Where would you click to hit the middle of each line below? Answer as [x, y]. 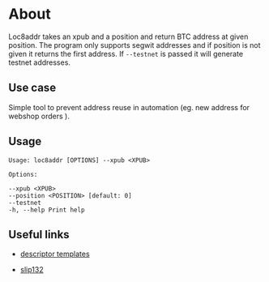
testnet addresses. [40, 62]
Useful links [39, 235]
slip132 [32, 270]
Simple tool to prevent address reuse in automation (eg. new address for [129, 107]
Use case [32, 88]
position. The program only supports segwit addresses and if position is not [134, 45]
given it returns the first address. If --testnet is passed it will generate [126, 53]
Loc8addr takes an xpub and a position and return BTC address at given [128, 36]
